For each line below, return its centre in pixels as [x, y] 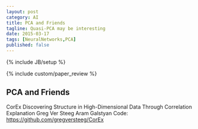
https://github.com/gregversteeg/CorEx [55, 119]
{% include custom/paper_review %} [52, 73]
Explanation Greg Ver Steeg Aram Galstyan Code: [67, 113]
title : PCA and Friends [36, 23]
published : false [28, 45]
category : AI [22, 17]
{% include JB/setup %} [36, 62]
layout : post [22, 12]
